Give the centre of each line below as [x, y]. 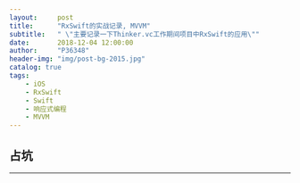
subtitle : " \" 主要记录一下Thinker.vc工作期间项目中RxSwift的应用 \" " [135, 34]
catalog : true [36, 68]
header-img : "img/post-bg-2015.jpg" [77, 59]
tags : [19, 76]
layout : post [42, 17]
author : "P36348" [50, 51]
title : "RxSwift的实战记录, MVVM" [80, 26]
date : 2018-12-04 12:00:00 [71, 42]
